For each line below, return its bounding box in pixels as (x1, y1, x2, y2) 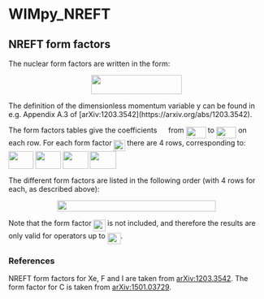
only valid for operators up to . (8, 231, 123, 240)
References (8, 255, 55, 266)
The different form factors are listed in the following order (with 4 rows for (8, 175, 256, 185)
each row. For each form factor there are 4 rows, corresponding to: (8, 138, 246, 148)
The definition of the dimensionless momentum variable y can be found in (8, 101, 256, 110)
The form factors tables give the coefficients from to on (8, 125, 248, 135)
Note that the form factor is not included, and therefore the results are (8, 218, 256, 227)
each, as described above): (8, 184, 100, 193)
